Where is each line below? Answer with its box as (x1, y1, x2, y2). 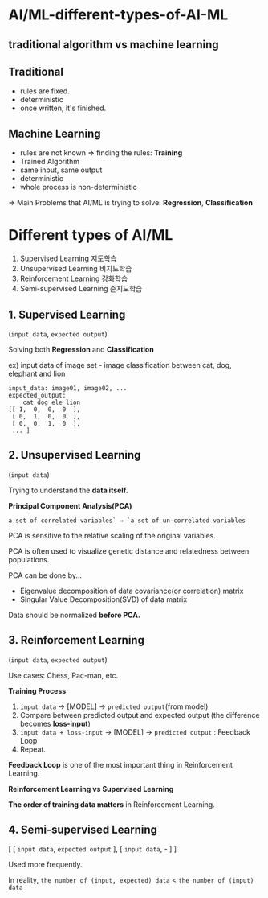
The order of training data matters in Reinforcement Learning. (8, 799, 215, 809)
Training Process (8, 686, 67, 695)
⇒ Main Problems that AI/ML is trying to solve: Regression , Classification (8, 198, 253, 208)
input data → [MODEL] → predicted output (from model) (19, 702, 209, 711)
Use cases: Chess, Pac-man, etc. (8, 670, 119, 680)
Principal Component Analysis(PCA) (8, 500, 132, 510)
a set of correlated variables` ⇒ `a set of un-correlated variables (8, 517, 246, 525)
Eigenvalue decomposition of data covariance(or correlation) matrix (19, 586, 244, 595)
